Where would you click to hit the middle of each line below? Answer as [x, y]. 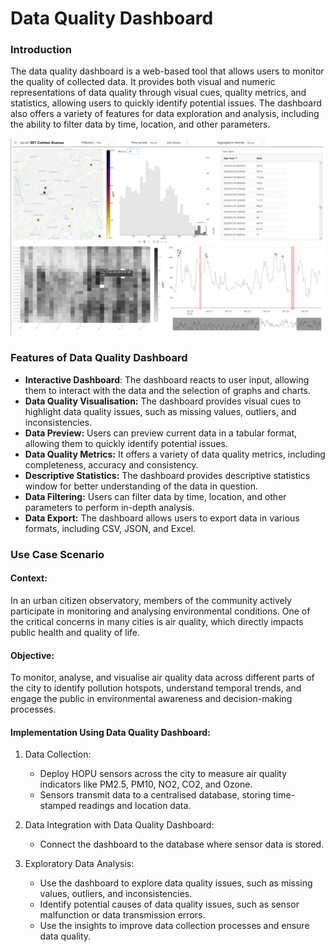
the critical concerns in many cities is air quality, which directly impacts [157, 621]
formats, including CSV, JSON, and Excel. [110, 528]
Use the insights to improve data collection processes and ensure [174, 926]
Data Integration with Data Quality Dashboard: [119, 825]
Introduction [41, 50]
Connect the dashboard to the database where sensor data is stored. [182, 844]
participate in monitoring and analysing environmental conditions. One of [160, 611]
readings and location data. [135, 806]
